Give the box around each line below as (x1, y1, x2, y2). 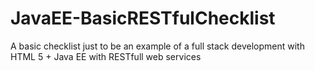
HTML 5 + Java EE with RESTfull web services (10, 50, 202, 62)
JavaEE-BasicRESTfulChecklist (10, 7, 276, 30)
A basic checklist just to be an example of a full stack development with (10, 40, 305, 52)
